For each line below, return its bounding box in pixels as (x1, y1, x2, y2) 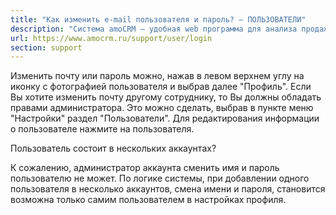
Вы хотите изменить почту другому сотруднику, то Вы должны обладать (10, 91, 322, 103)
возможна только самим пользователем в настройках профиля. (10, 194, 287, 206)
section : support (10, 42, 83, 53)
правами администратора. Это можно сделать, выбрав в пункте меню (10, 102, 314, 114)
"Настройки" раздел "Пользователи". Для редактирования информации (10, 112, 320, 125)
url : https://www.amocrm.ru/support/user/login (10, 33, 213, 43)
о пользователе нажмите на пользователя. (10, 123, 195, 135)
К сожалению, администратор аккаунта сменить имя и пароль (10, 162, 280, 174)
